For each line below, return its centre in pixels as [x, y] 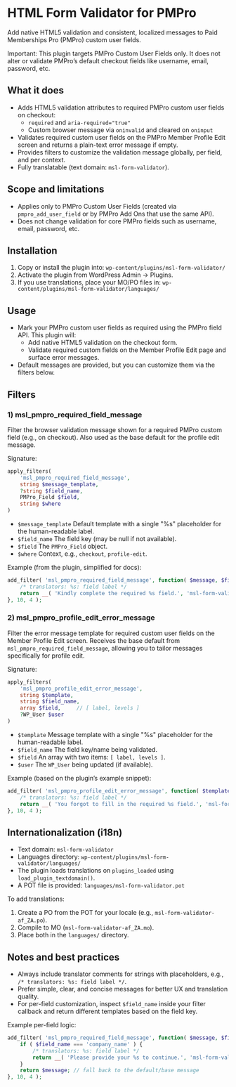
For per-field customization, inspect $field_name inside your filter [111, 1004]
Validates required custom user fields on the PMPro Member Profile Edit [122, 137]
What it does [36, 90]
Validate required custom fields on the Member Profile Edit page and [127, 350]
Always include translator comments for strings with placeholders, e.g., [120, 974]
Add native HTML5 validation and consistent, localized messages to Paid [112, 32]
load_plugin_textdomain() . [56, 878]
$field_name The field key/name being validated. [87, 749]
